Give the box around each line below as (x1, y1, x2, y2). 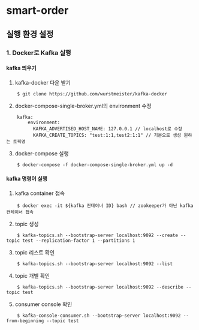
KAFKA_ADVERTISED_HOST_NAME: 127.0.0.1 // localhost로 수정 (32, 125, 183, 132)
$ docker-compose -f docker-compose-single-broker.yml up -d (17, 161, 173, 168)
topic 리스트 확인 (14, 248, 55, 256)
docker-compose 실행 (14, 149, 69, 157)
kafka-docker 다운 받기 (14, 79, 71, 86)
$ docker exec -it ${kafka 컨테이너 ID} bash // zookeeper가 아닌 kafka (17, 202, 194, 209)
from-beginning (6, 317, 44, 324)
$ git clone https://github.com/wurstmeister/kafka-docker (17, 91, 168, 97)
